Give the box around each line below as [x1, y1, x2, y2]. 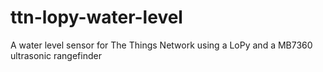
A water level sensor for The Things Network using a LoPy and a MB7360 [10, 39, 313, 51]
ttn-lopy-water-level [10, 6, 183, 29]
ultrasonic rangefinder [10, 49, 102, 61]
